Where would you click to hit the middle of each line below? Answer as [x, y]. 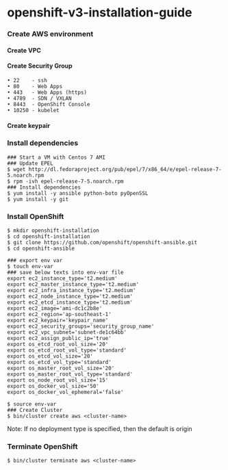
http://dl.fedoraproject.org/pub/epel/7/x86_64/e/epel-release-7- [125, 169]
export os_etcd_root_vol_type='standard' [67, 350]
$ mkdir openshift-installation [53, 231]
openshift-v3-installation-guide [100, 13]
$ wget [16, 169]
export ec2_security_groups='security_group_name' [81, 326]
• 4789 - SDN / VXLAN [39, 98]
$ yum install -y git [38, 199]
